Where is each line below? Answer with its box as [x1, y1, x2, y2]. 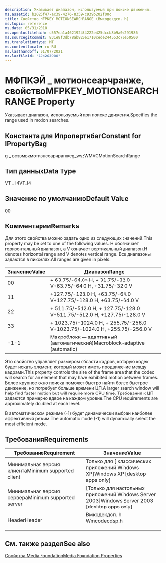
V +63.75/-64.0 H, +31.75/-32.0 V [50, 282, 133, 289]
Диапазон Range [84, 268, 124, 275]
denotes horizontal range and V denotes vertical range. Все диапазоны [5, 251, 151, 257]
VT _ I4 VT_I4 [5, 180, 31, 186]
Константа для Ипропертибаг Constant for [5, 132, 141, 140]
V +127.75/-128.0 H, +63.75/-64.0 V [50, 297, 139, 304]
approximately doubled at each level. [5, 400, 81, 406]
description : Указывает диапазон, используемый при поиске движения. [5, 7, 152, 12]
